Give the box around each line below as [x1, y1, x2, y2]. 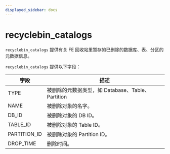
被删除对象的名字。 [47, 102, 93, 109]
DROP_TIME [8, 140, 36, 147]
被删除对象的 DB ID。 [47, 112, 98, 119]
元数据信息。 [5, 53, 32, 59]
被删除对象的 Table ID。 [47, 121, 104, 128]
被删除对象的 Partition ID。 [47, 131, 110, 138]
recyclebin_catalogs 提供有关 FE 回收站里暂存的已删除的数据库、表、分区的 [5, 46, 164, 53]
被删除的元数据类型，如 [47, 86, 103, 93]
